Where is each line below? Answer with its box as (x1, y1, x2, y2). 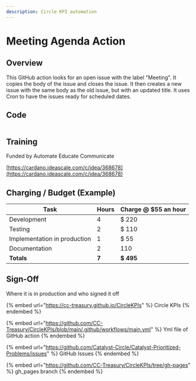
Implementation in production (9, 235, 91, 243)
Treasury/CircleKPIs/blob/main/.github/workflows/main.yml (6, 326, 151, 333)
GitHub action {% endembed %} (6, 332, 86, 339)
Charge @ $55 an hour (120, 205, 186, 214)
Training (6, 136, 38, 146)
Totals (9, 254, 27, 263)
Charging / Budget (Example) (6, 188, 116, 198)
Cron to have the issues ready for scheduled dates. (6, 93, 132, 100)
